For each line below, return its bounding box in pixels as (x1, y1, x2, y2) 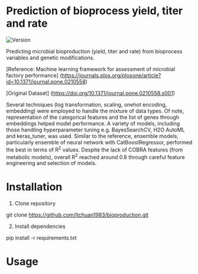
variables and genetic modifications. (6, 54, 95, 61)
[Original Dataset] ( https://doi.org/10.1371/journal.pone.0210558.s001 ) (6, 89, 176, 96)
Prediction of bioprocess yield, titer (6, 4, 183, 18)
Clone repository (14, 200, 56, 207)
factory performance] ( (6, 72, 62, 79)
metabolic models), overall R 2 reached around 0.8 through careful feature (6, 152, 185, 160)
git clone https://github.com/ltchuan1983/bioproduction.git (6, 211, 149, 218)
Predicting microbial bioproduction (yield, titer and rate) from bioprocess (6, 47, 183, 54)
